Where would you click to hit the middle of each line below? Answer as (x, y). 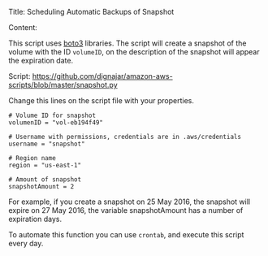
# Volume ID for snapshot (52, 115)
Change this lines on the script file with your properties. (102, 100)
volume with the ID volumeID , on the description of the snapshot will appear (134, 52)
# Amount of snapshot (45, 180)
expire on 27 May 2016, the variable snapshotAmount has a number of (126, 210)
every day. (26, 243)
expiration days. (35, 219)
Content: (23, 27)
